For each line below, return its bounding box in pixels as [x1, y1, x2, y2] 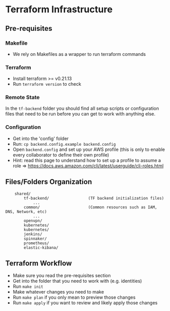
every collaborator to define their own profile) [12, 151, 109, 158]
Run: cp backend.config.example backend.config [12, 141, 116, 147]
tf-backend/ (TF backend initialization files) [24, 196, 164, 201]
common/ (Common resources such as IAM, [24, 204, 158, 210]
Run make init [12, 283, 44, 289]
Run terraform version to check [12, 81, 81, 87]
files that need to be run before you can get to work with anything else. [5, 111, 156, 117]
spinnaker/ [24, 236, 47, 241]
